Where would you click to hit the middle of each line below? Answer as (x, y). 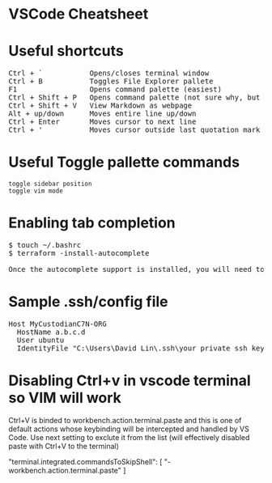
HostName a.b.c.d (51, 332)
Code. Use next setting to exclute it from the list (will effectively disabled (129, 437)
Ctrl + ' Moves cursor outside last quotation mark (134, 130)
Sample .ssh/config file (88, 302)
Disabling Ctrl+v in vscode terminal (130, 381)
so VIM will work (65, 398)
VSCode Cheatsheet (79, 14)
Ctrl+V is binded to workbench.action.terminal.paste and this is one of (125, 420)
